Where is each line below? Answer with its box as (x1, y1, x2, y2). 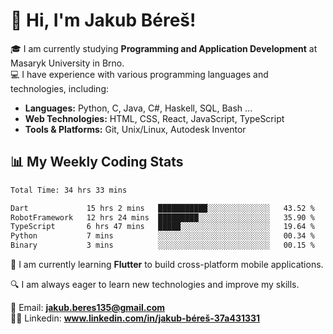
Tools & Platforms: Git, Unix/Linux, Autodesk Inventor (24, 123, 247, 135)
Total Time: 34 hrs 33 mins (10, 185, 128, 195)
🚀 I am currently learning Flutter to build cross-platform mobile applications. (10, 259, 324, 270)
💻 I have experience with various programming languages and (10, 68, 269, 80)
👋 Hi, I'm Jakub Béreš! (10, 9, 197, 32)
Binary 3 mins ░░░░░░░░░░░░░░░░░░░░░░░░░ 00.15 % (10, 240, 315, 251)
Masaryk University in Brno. (10, 57, 125, 69)
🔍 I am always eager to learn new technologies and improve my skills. (10, 279, 300, 290)
